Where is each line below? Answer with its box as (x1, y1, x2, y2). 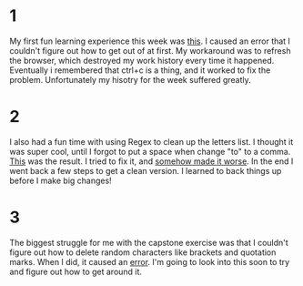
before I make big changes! (9, 175, 112, 186)
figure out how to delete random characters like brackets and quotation (9, 247, 277, 258)
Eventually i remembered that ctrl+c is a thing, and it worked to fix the (9, 65, 271, 76)
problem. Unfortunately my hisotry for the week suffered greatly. (9, 74, 252, 85)
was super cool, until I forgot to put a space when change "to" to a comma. (9, 146, 291, 157)
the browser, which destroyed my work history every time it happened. (9, 55, 275, 66)
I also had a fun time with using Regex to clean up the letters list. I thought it (9, 136, 294, 147)
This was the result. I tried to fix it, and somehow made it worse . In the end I (9, 156, 294, 167)
